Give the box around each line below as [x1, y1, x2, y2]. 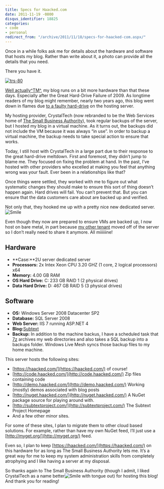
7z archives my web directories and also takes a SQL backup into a [12, 336, 148, 342]
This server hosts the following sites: [5, 356, 80, 362]
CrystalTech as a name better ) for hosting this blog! [5, 473, 158, 479]
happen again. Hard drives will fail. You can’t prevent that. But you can [5, 189, 147, 195]
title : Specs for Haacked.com [5, 7, 67, 12]
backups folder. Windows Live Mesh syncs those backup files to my [12, 341, 150, 347]
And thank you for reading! [5, 478, 59, 484]
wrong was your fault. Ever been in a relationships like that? [5, 169, 126, 175]
